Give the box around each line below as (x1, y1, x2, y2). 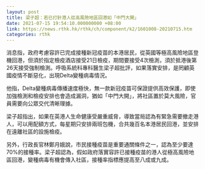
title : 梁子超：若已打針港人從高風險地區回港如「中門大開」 (6, 15, 139, 21)
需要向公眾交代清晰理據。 (11, 100, 76, 107)
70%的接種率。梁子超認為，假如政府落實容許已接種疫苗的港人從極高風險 (6, 148, 189, 156)
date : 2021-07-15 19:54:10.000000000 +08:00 (6, 20, 121, 26)
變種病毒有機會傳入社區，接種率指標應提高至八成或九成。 (27, 156, 172, 164)
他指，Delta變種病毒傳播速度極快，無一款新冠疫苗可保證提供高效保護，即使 (6, 84, 196, 92)
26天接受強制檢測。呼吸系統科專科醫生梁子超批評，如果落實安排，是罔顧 (6, 64, 190, 72)
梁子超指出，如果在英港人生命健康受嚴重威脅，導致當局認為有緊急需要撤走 (6, 113, 193, 120)
